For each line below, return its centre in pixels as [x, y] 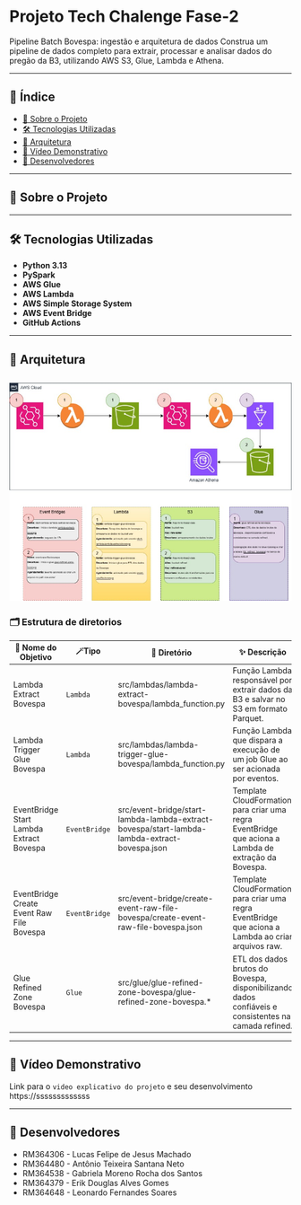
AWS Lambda [48, 295]
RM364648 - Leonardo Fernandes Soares [99, 1192]
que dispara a [258, 740]
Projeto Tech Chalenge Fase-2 [124, 17]
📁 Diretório [172, 652]
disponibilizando [263, 987]
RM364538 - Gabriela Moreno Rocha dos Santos [112, 1173]
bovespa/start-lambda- [163, 829]
